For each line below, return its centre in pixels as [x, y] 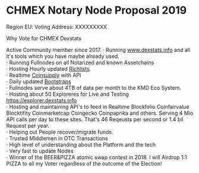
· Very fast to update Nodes [40, 151]
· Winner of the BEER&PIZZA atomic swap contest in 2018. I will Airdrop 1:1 [97, 157]
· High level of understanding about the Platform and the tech [81, 144]
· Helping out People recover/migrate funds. [60, 132]
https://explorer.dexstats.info [42, 100]
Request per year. [28, 125]
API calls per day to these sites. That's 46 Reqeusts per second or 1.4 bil [95, 119]
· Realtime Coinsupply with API [44, 75]
